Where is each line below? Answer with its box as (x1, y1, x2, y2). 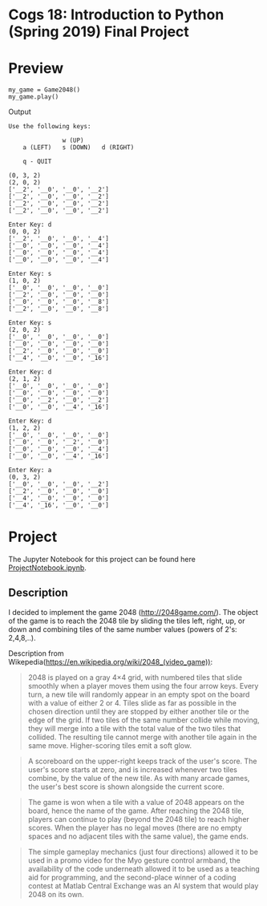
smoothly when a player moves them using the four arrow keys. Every (27, 681, 259, 690)
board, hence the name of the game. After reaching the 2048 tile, (27, 806, 245, 815)
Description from (8, 648, 64, 658)
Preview (8, 59, 64, 78)
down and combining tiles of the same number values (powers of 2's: (8, 624, 238, 634)
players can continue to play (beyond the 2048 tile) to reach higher (27, 814, 250, 823)
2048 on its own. (27, 889, 84, 899)
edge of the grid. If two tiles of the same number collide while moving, (27, 715, 260, 725)
